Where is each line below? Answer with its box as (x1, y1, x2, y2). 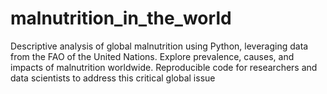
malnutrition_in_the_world (10, 7, 232, 30)
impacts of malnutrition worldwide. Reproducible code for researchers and (10, 61, 318, 73)
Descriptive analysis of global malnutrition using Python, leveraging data (10, 40, 309, 52)
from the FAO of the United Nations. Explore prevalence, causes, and (10, 50, 295, 62)
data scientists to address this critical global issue (10, 72, 216, 84)
